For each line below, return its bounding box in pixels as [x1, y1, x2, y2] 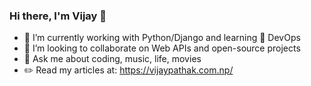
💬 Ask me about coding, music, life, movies [23, 53, 202, 65]
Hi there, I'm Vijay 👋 [9, 9, 107, 23]
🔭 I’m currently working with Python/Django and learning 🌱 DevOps [23, 32, 301, 44]
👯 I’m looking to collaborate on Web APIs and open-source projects [23, 42, 301, 54]
